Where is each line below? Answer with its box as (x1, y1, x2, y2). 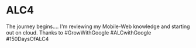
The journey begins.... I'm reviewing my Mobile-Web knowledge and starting (6, 23, 190, 30)
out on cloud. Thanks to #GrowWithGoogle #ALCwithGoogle (6, 29, 152, 36)
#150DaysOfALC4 (6, 35, 49, 42)
